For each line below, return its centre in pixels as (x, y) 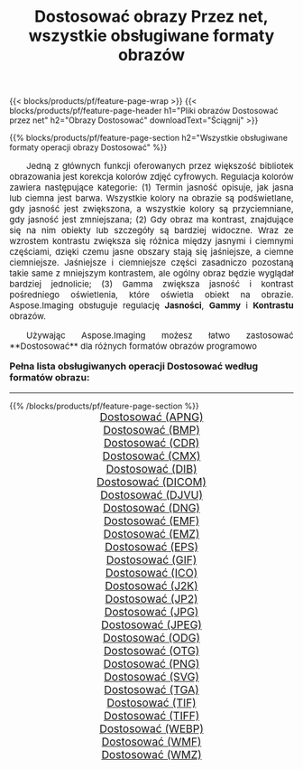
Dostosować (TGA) (151, 689)
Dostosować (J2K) (151, 586)
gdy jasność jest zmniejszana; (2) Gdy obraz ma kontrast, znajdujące (151, 220)
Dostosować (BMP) (151, 430)
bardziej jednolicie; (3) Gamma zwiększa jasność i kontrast (151, 284)
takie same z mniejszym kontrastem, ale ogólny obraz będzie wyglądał (151, 273)
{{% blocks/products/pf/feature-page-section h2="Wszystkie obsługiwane (149, 138)
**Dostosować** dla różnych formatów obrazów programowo (133, 347)
